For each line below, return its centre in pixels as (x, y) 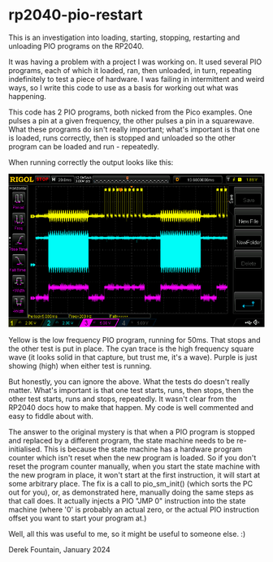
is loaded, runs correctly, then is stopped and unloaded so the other (122, 138)
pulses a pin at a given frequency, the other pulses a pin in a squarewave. (131, 120)
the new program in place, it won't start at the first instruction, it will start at (134, 475)
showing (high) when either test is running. (80, 366)
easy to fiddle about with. (51, 417)
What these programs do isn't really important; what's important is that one (134, 129)
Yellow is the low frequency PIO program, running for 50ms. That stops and (134, 340)
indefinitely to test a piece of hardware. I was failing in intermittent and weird (136, 79)
